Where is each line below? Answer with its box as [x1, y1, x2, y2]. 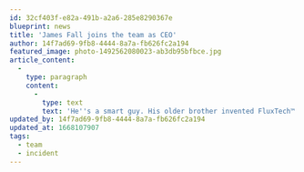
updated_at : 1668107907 [9, 124, 100, 133]
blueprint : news [9, 22, 71, 31]
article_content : [9, 56, 76, 65]
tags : [9, 132, 30, 141]
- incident [17, 148, 59, 157]
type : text [42, 97, 84, 107]
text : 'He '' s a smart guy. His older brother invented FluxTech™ [42, 106, 296, 116]
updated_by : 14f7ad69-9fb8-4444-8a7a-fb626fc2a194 [9, 115, 206, 124]
